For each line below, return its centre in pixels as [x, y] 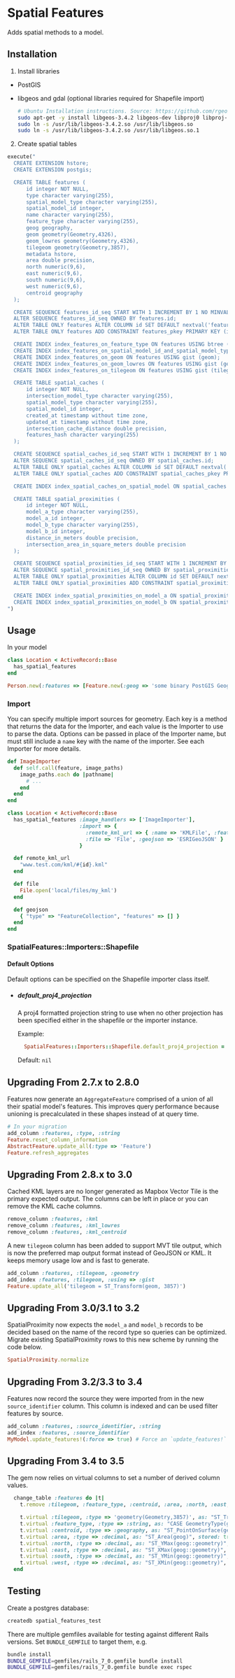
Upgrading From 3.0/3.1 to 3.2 [73, 1307]
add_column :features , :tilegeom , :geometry [73, 1273]
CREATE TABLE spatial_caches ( [59, 383]
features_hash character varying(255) [82, 435]
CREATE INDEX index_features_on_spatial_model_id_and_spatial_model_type [123, 351]
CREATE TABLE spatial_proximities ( [67, 499]
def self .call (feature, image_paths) [69, 768]
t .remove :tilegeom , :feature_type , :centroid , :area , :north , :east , [125, 1505]
